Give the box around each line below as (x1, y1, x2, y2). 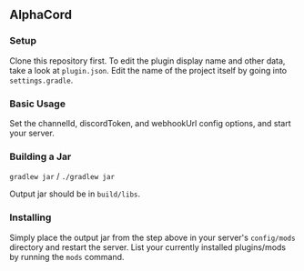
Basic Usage (9, 97, 66, 110)
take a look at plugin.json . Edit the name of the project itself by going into (9, 65, 288, 75)
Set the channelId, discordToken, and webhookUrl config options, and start (9, 117, 291, 128)
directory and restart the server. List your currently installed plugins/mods (9, 241, 287, 253)
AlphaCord (9, 7, 73, 23)
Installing (9, 211, 52, 224)
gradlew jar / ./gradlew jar (9, 171, 116, 182)
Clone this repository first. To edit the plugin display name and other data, (9, 55, 286, 66)
